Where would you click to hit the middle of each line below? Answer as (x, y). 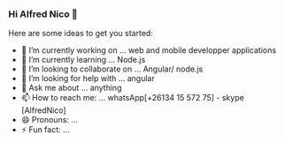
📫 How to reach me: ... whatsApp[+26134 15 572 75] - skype (132, 98)
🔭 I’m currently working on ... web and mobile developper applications (148, 50)
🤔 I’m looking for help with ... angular (88, 78)
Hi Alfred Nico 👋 (43, 14)
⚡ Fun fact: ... (45, 130)
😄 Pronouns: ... (50, 120)
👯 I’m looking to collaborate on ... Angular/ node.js (112, 69)
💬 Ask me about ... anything (71, 88)
